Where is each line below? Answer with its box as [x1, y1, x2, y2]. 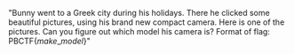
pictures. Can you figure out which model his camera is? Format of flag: [8, 27, 270, 36]
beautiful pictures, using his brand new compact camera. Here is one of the [8, 17, 285, 27]
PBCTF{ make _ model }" [8, 35, 91, 46]
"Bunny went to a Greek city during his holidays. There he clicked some [8, 8, 270, 18]
